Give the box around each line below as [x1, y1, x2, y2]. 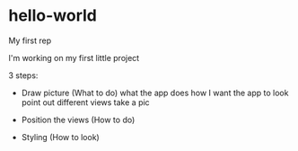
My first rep [8, 35, 52, 46]
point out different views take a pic [21, 96, 150, 108]
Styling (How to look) [21, 131, 100, 142]
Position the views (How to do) [21, 114, 136, 125]
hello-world [8, 5, 98, 26]
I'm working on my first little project [8, 52, 140, 63]
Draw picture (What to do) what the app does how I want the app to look [21, 87, 289, 98]
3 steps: [8, 69, 39, 81]
